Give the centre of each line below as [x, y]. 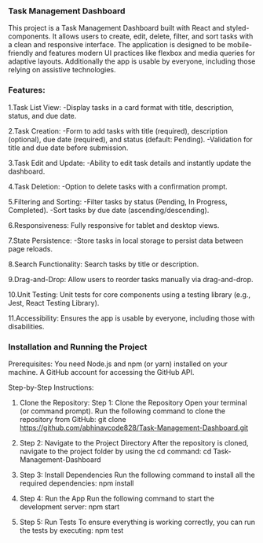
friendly [21, 53]
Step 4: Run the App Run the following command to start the [117, 498]
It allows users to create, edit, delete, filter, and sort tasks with [153, 36]
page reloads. [31, 248]
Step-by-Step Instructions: [51, 387]
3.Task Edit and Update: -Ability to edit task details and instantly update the [130, 163]
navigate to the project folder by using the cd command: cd [115, 451]
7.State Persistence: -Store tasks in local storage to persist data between [126, 240]
